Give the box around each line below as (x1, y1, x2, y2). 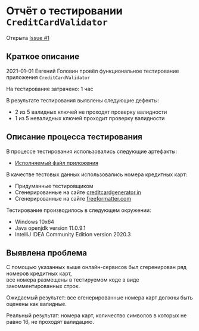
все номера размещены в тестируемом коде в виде (6, 276, 139, 283)
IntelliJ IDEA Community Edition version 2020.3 (14, 230, 131, 238)
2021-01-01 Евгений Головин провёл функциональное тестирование (6, 67, 179, 74)
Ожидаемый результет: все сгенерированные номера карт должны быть (6, 294, 193, 301)
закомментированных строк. (6, 283, 80, 290)
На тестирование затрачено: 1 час (6, 85, 94, 92)
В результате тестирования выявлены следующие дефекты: (6, 96, 160, 104)
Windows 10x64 (14, 218, 55, 225)
